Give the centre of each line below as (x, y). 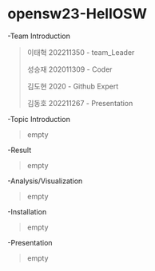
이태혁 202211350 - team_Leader (81, 52)
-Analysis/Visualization (45, 181)
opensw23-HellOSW (77, 14)
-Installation (27, 211)
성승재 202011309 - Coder (70, 69)
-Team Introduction (39, 36)
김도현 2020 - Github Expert (73, 86)
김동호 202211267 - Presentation (80, 103)
